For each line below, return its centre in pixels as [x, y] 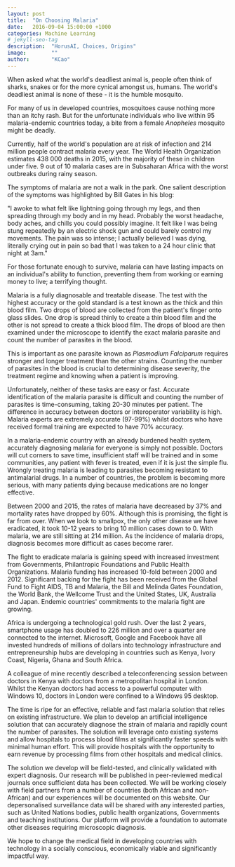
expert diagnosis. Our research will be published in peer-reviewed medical [115, 775]
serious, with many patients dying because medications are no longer [108, 485]
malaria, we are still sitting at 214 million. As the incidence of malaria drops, [116, 536]
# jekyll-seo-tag [33, 40]
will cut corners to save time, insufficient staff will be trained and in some [113, 455]
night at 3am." [27, 253]
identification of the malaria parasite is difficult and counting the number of [115, 396]
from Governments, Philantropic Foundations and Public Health [98, 564]
